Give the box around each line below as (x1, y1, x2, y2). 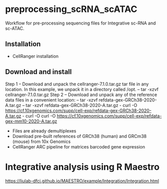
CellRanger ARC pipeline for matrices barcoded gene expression (12, 143, 146, 149)
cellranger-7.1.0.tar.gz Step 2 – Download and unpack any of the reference (5, 91, 158, 97)
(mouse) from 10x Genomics (12, 138, 71, 144)
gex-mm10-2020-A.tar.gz (5, 118, 57, 124)
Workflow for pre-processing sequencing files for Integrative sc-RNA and (5, 20, 156, 26)
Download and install (5, 67, 72, 76)
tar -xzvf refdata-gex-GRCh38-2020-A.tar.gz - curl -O (25, 102, 138, 108)
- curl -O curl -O (22, 112, 56, 118)
